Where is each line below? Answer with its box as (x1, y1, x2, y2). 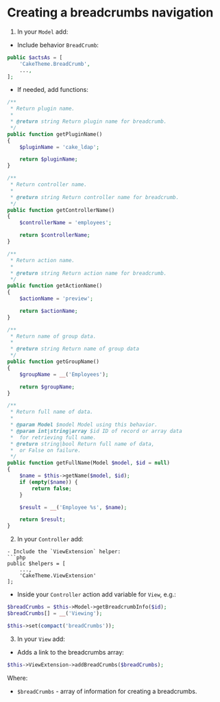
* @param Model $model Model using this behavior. (10, 421, 158, 428)
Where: (7, 674, 28, 682)
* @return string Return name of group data (10, 345, 139, 353)
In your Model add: (16, 27, 69, 36)
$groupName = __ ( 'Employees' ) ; (19, 371, 109, 378)
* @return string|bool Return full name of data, (10, 441, 155, 447)
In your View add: (16, 635, 65, 643)
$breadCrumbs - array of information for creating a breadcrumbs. (16, 687, 197, 695)
